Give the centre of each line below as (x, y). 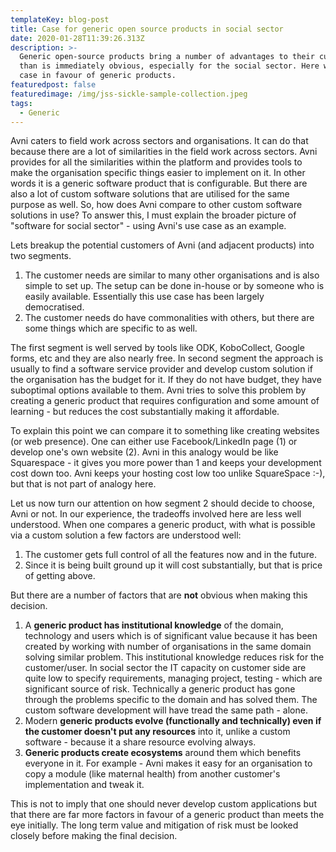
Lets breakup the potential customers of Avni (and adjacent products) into (162, 245)
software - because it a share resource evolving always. (140, 742)
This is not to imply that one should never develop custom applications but (163, 804)
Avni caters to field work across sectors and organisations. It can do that (159, 141)
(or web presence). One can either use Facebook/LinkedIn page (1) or (154, 442)
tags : (21, 103)
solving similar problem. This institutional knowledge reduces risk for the (174, 657)
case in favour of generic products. (98, 76)
